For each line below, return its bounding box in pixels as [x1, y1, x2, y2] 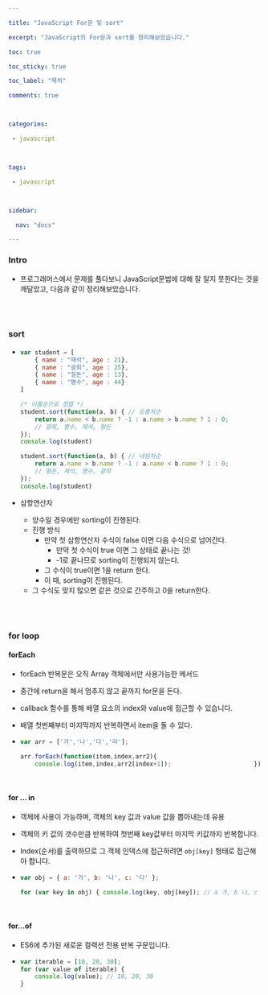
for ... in [8, 793, 35, 803]
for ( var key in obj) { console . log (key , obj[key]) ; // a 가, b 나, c [19, 888, 258, 896]
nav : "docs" [15, 221, 56, 229]
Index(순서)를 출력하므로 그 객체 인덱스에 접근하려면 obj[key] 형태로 [19, 846, 235, 856]
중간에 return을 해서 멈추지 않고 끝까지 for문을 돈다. [19, 686, 182, 696]
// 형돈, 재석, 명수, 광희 [35, 468, 112, 476]
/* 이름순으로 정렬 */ [19, 400, 84, 409]
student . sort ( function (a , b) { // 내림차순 [19, 452, 161, 460]
